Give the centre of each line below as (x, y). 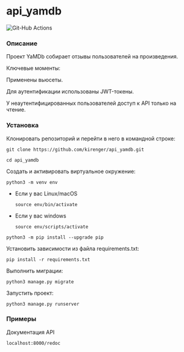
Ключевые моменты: (33, 68)
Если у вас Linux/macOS (46, 193)
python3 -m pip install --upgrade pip (55, 237)
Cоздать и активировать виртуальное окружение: (71, 171)
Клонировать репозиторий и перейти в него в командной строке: (91, 138)
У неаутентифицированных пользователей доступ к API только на (91, 103)
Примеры (21, 319)
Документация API (30, 332)
